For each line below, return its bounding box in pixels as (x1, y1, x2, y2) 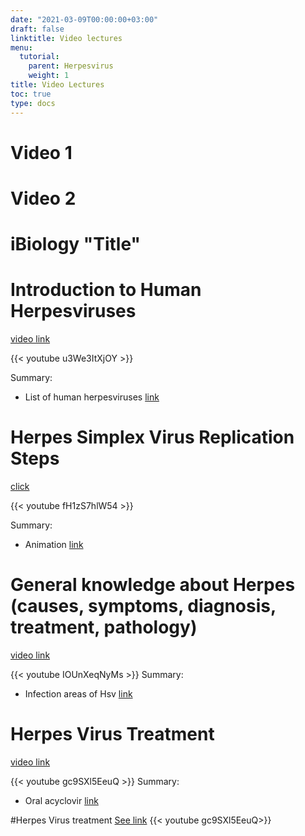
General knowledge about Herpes (10, 574, 296, 596)
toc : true (10, 89, 52, 99)
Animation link (24, 538, 84, 550)
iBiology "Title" (10, 233, 142, 256)
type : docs (10, 98, 56, 108)
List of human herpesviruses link (24, 391, 160, 403)
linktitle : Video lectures (10, 33, 123, 43)
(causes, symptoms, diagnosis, (10, 595, 277, 618)
